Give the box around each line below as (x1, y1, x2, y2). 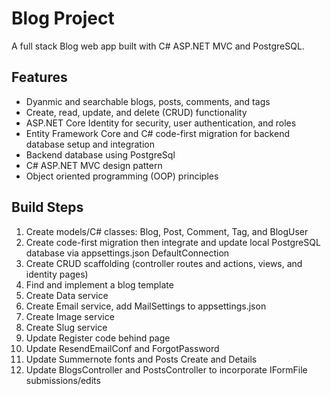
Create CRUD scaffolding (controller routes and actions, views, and (25, 257, 303, 269)
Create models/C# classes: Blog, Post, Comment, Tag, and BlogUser (25, 225, 309, 237)
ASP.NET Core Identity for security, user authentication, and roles (25, 117, 297, 129)
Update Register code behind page (25, 332, 171, 344)
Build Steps (11, 199, 84, 216)
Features (11, 69, 68, 86)
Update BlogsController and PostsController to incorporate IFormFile (25, 363, 308, 376)
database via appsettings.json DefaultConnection (25, 247, 230, 259)
